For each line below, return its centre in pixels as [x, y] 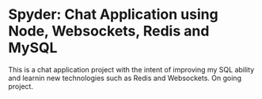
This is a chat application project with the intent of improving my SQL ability [131, 69]
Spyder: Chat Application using [114, 15]
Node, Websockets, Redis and [109, 31]
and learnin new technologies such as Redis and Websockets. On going [125, 78]
